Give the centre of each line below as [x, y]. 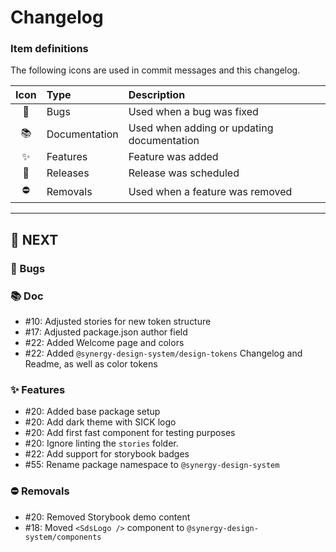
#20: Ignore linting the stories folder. [101, 443]
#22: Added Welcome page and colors [104, 343]
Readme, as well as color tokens [91, 364]
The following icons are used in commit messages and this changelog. [155, 70]
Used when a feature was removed [210, 191]
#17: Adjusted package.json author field [106, 332]
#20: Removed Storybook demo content [107, 517]
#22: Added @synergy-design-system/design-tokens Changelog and [163, 353]
